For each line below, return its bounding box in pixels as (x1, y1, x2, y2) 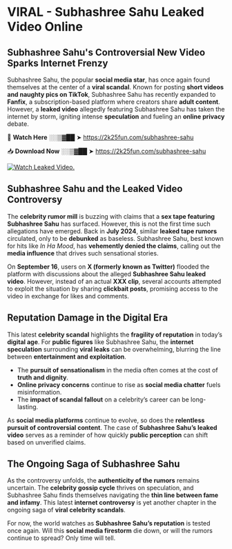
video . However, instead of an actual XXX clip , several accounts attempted (7, 277, 222, 285)
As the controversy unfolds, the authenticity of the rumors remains (7, 476, 200, 485)
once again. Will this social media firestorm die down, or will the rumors (7, 527, 213, 535)
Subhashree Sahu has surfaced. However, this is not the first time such (7, 219, 211, 228)
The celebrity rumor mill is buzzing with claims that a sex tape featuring (7, 212, 215, 220)
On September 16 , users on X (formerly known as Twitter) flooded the (7, 262, 210, 271)
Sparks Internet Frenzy (7, 57, 108, 69)
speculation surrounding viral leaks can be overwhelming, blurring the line (7, 345, 221, 353)
